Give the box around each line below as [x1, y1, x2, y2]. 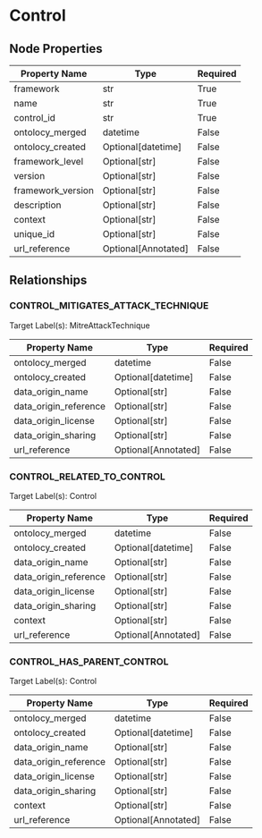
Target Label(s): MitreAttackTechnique [9, 319, 150, 331]
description [13, 199, 62, 211]
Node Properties [9, 41, 103, 56]
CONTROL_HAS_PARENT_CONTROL [9, 655, 169, 667]
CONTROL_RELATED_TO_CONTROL [9, 470, 165, 483]
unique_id [13, 228, 55, 240]
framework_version [13, 184, 94, 197]
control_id [13, 112, 56, 123]
